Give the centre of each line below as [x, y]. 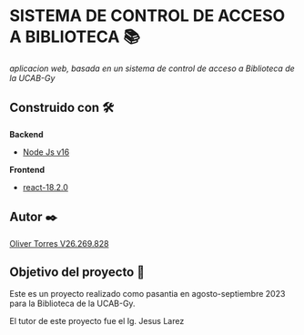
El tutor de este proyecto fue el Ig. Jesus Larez [97, 321]
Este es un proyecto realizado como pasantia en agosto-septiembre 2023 [147, 294]
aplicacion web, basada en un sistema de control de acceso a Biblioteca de [152, 68]
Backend [26, 134]
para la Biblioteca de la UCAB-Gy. [72, 304]
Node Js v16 [46, 152]
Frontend [27, 169]
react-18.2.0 [45, 187]
